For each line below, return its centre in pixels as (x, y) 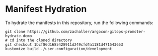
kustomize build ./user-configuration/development (59, 49)
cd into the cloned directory (41, 40)
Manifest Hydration (46, 9)
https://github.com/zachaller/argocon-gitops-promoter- (86, 31)
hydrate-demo (19, 36)
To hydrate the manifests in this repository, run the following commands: (79, 23)
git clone (15, 31)
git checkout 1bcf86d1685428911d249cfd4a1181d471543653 (64, 44)
